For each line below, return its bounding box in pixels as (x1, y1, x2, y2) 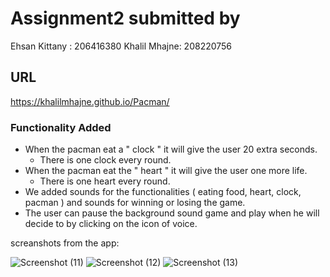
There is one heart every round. (39, 175, 171, 187)
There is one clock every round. (39, 154, 172, 166)
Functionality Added (10, 120, 112, 134)
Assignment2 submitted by (10, 7, 241, 30)
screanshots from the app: (10, 237, 120, 249)
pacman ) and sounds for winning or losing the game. (24, 197, 246, 209)
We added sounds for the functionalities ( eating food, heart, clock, (24, 186, 302, 198)
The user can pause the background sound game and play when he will (24, 207, 320, 219)
